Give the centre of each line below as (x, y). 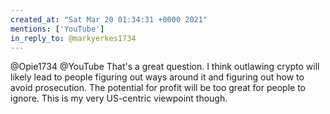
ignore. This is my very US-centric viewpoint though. (119, 98)
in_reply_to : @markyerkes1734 (73, 38)
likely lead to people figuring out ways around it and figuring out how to (157, 77)
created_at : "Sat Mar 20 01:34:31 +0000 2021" (109, 19)
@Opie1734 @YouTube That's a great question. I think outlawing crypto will (165, 67)
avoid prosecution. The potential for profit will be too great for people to (158, 88)
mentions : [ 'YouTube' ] (57, 29)
